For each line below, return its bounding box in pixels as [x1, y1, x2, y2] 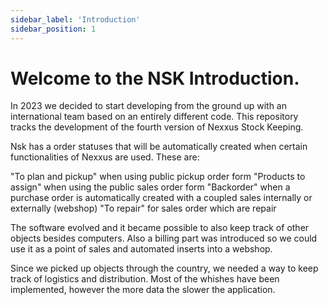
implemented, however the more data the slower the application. [10, 284, 276, 296]
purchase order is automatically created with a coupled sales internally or [10, 192, 313, 204]
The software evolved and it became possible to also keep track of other [10, 222, 310, 234]
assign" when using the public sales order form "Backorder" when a [10, 181, 291, 193]
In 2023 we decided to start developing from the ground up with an [10, 100, 287, 112]
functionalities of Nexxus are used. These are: [10, 151, 200, 163]
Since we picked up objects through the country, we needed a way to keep [10, 262, 319, 275]
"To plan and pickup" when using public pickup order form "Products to [10, 171, 306, 183]
